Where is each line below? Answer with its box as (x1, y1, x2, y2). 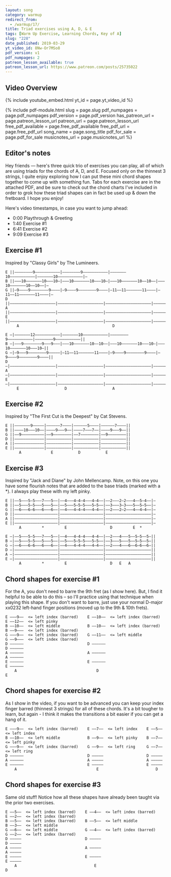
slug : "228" (5, 36, 31, 41)
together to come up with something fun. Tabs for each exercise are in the (5, 178, 161, 185)
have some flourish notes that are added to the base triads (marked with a (5, 483, 161, 489)
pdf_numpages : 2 (5, 55, 40, 60)
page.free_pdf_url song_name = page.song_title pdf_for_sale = (5, 128, 136, 134)
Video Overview (5, 83, 58, 92)
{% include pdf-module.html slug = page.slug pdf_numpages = (5, 107, 137, 113)
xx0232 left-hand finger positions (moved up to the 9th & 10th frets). (5, 604, 149, 611)
